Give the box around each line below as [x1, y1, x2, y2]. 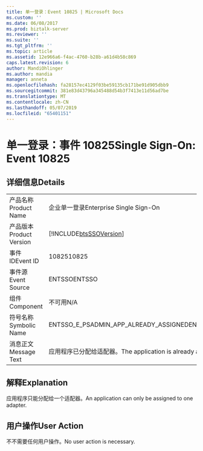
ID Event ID [9, 257, 39, 266]
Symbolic [9, 321, 36, 330]
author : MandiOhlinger [6, 65, 63, 72]
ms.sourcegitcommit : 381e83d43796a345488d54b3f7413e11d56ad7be [6, 88, 169, 94]
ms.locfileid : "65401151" [6, 110, 71, 116]
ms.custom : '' [6, 15, 42, 21]
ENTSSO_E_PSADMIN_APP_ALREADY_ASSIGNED [48, 321, 189, 329]
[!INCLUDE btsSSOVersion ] [48, 230, 124, 238]
